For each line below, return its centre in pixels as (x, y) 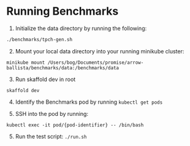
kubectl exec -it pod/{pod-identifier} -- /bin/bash (75, 125)
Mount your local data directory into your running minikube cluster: (100, 51)
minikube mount (26, 63)
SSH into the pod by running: (52, 113)
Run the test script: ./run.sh (51, 136)
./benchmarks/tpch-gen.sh (39, 39)
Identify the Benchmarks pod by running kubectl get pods (89, 102)
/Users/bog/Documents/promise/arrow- (96, 63)
